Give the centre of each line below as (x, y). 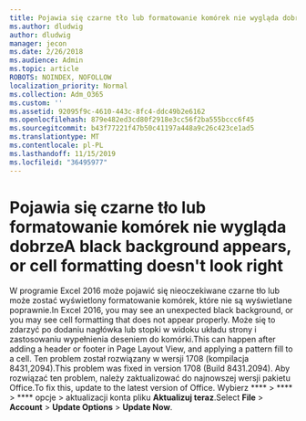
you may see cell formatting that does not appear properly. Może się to (143, 320)
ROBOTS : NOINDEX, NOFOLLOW (61, 78)
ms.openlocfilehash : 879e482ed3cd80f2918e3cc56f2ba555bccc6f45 (132, 120)
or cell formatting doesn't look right (147, 265)
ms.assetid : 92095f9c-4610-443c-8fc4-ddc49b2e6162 (107, 111)
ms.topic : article (44, 69)
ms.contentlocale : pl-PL (56, 145)
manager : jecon (38, 43)
